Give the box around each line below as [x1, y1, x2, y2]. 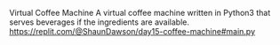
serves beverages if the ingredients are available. [9, 17, 189, 27]
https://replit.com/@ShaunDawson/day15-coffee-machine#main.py [9, 26, 256, 36]
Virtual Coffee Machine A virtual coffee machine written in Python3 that [9, 8, 271, 18]
